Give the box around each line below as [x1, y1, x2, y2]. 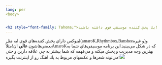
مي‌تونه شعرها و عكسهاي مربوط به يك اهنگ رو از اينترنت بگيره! [5, 55, 120, 60]
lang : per [5, 7, 26, 12]
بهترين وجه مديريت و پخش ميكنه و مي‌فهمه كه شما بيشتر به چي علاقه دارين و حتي [5, 49, 154, 54]
